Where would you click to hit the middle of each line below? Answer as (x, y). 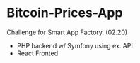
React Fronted (37, 53)
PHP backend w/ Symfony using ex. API (75, 45)
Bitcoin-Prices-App (65, 13)
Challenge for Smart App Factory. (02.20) (67, 32)
